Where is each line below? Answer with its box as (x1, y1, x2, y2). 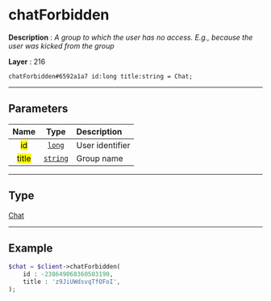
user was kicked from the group (8, 40, 115, 50)
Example (8, 241, 53, 255)
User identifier (76, 139, 131, 150)
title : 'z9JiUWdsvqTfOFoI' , (23, 278, 121, 286)
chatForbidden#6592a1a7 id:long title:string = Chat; (8, 72, 194, 80)
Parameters (8, 102, 69, 116)
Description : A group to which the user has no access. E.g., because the (8, 32, 253, 42)
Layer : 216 (8, 57, 46, 66)
